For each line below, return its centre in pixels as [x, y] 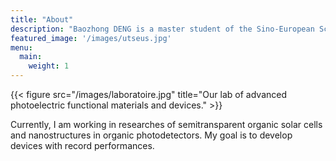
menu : [21, 47]
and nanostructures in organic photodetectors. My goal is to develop [151, 135]
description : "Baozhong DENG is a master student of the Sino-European [162, 29]
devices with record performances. [82, 145]
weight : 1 [49, 66]
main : [31, 57]
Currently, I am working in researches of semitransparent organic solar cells [166, 124]
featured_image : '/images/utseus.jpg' [91, 38]
